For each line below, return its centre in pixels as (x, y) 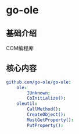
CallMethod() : (44, 109)
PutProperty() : (45, 125)
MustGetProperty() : (51, 120)
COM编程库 (20, 48)
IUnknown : (39, 93)
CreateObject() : (46, 115)
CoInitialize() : (46, 98)
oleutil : (27, 104)
